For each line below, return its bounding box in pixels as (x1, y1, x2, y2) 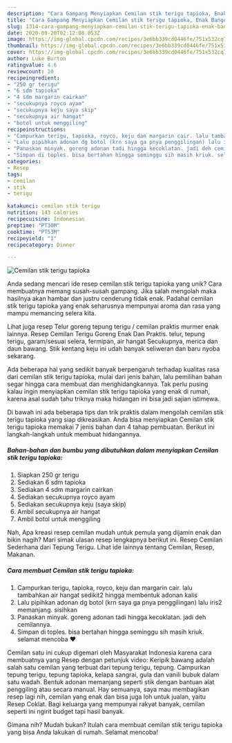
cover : (7, 49, 26, 56)
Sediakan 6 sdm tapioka (17, 478, 86, 486)
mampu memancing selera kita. (7, 309, 97, 318)
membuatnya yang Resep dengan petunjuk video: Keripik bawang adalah (7, 656, 215, 664)
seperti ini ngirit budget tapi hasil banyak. (7, 707, 125, 716)
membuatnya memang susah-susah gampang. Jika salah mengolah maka (7, 287, 217, 295)
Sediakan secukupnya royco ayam (17, 493, 115, 502)
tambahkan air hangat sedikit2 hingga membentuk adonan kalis (17, 591, 198, 599)
